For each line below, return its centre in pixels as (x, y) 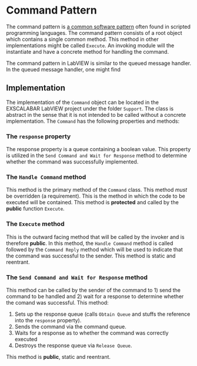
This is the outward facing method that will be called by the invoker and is (95, 237)
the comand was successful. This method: (57, 302)
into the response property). (48, 320)
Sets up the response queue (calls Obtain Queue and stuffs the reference (102, 314)
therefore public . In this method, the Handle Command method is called (90, 243)
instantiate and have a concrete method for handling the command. (88, 51)
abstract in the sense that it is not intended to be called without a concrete (96, 115)
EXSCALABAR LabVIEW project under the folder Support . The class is (90, 108)
